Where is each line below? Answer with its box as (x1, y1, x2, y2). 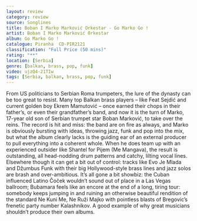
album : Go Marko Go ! (6, 36, 59, 42)
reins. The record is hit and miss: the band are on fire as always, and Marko (6, 121, 189, 128)
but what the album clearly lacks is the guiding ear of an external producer (6, 134, 187, 141)
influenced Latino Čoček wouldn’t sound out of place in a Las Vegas (6, 177, 171, 185)
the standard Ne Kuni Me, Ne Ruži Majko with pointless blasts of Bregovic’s (6, 196, 188, 203)
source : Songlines (6, 19, 51, 25)
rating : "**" (6, 52, 38, 58)
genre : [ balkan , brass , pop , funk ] (6, 63, 94, 69)
